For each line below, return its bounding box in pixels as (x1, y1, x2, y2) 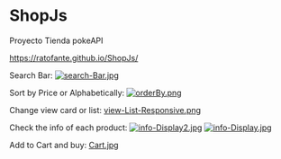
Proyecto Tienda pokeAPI (9, 35, 104, 46)
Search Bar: (9, 69, 53, 81)
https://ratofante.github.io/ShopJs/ (9, 52, 139, 63)
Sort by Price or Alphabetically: (9, 87, 125, 98)
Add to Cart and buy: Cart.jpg (9, 139, 119, 150)
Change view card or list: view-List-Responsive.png (9, 104, 201, 115)
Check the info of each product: (9, 122, 128, 133)
